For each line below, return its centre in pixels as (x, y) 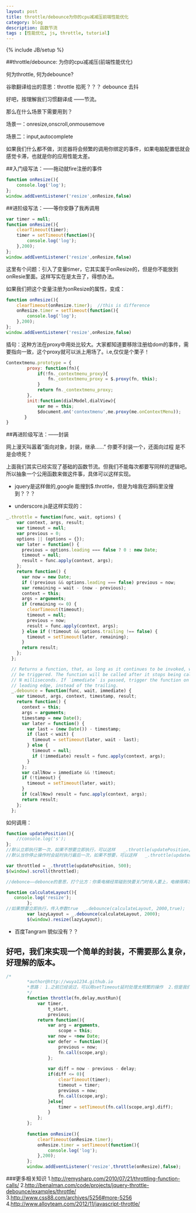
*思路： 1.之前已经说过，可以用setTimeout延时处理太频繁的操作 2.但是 (105, 987)
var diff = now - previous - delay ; (92, 1069)
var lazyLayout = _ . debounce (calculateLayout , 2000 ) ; (94, 914)
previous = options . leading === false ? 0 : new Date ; (90, 550)
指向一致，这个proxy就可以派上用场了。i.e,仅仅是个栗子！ (80, 352)
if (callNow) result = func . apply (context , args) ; (84, 794)
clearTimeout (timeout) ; (56, 610)
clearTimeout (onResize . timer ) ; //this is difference (83, 305)
